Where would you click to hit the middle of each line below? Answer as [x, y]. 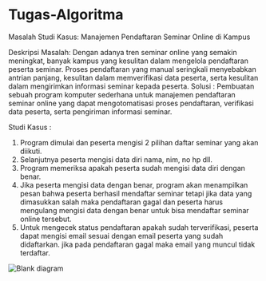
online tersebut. [46, 219]
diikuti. [31, 151]
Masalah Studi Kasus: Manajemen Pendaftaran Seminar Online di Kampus [129, 37]
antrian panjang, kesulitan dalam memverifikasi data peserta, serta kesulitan [133, 77]
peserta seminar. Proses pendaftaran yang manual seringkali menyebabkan [133, 69]
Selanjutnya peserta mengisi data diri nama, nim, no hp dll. [116, 159]
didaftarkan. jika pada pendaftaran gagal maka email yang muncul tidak [137, 244]
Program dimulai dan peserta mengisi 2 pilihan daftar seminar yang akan [139, 142]
